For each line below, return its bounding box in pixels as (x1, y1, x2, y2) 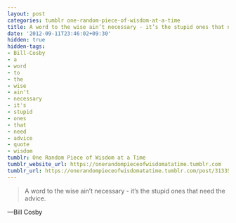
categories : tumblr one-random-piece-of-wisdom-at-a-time (7, 17, 181, 24)
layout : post (7, 10, 46, 18)
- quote (7, 141, 30, 148)
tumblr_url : (7, 167, 42, 174)
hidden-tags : (7, 43, 46, 50)
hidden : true (7, 37, 46, 44)
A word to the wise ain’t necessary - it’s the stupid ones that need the (24, 186, 226, 195)
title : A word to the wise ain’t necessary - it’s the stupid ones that (7, 23, 225, 30)
